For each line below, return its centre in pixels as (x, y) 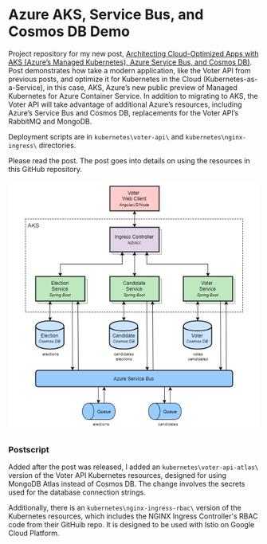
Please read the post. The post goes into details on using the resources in (129, 160)
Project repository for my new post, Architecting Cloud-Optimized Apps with (133, 53)
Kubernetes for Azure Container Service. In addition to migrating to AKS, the (133, 96)
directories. (57, 145)
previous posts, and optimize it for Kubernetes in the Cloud (105, 79)
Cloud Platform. (34, 533)
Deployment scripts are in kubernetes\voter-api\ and (96, 136)
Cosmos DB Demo (69, 31)
